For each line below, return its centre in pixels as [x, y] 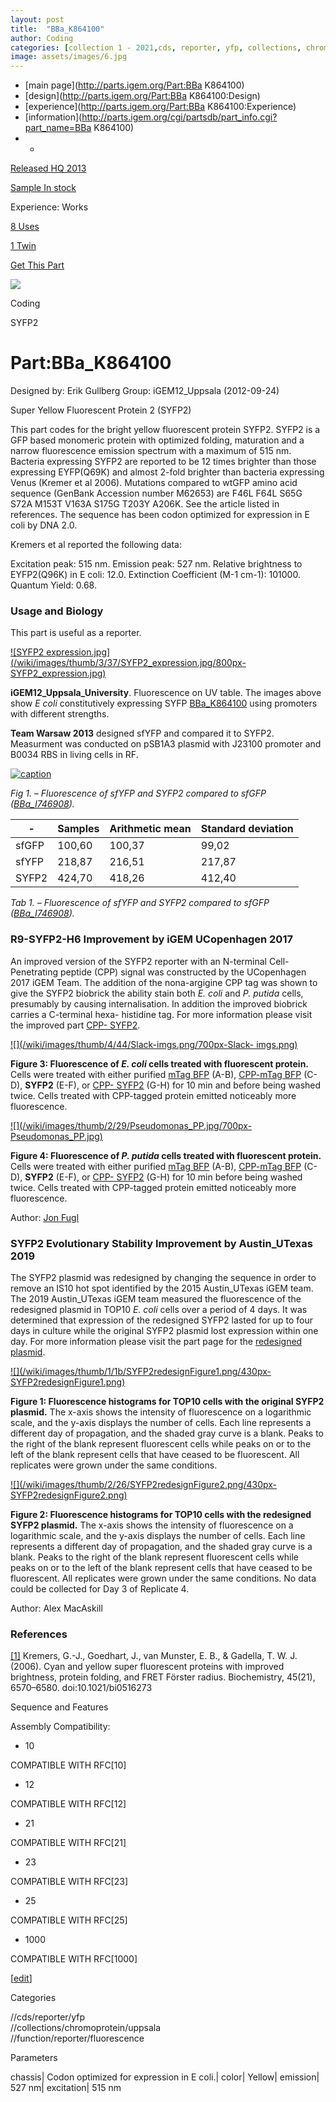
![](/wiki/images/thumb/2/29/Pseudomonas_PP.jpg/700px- [131, 1125]
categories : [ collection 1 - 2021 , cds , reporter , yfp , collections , [156, 47]
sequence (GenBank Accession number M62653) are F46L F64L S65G [156, 493]
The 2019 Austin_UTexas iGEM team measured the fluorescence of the [156, 1298]
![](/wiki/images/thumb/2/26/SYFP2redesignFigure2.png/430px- [144, 1484]
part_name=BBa [58, 128]
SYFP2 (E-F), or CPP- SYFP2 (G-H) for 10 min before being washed [163, 1177]
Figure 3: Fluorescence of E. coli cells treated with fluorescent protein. [160, 1063]
